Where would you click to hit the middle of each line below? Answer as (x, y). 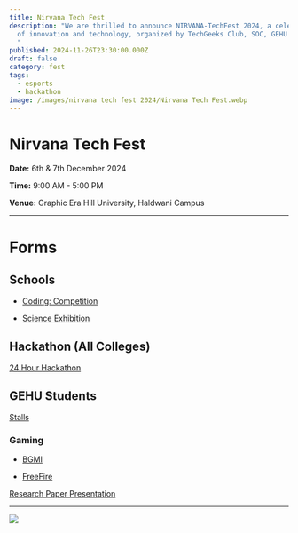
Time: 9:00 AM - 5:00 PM (56, 186)
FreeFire (37, 477)
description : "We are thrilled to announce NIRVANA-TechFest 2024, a (141, 26)
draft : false (33, 59)
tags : (19, 76)
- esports (35, 84)
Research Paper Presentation (63, 494)
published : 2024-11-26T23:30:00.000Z (79, 51)
